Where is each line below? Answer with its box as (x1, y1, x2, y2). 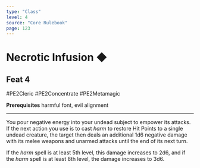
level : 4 (6, 14, 28, 20)
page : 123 (6, 25, 31, 31)
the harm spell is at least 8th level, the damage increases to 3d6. (6, 156, 165, 163)
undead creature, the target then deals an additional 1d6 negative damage (6, 131, 187, 138)
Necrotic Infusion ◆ (6, 51, 108, 64)
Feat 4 (6, 74, 30, 84)
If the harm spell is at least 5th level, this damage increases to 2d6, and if (6, 149, 186, 156)
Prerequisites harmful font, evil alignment (6, 102, 109, 109)
